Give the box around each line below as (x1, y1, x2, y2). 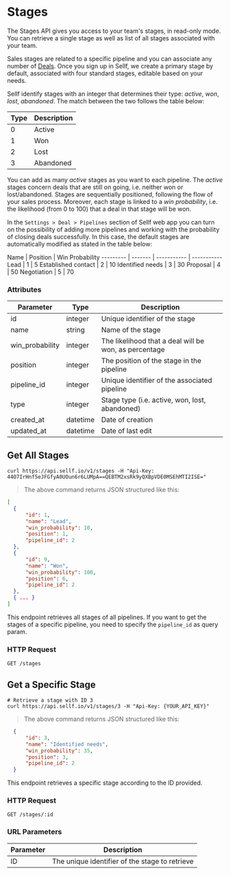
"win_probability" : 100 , (25, 569, 97, 576)
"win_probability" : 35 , (25, 747, 94, 754)
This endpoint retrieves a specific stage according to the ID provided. (7, 778, 203, 787)
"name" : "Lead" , (25, 518, 72, 524)
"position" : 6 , (25, 575, 69, 582)
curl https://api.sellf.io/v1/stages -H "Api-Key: (7, 468, 155, 474)
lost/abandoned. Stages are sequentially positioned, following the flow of (7, 190, 214, 199)
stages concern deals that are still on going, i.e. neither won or (7, 183, 183, 191)
